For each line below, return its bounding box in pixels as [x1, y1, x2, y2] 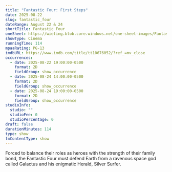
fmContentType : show [5, 136, 50, 141]
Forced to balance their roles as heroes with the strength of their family [5, 150, 155, 156]
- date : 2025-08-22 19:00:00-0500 [10, 60, 83, 65]
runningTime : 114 [5, 41, 42, 46]
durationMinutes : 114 [5, 126, 52, 132]
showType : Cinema [5, 36, 42, 41]
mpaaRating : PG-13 [5, 46, 45, 51]
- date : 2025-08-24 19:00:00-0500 [10, 88, 83, 94]
